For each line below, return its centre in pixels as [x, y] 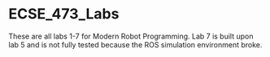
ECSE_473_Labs [64, 14]
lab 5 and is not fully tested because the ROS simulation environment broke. [135, 44]
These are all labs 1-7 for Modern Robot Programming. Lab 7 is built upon [131, 36]
